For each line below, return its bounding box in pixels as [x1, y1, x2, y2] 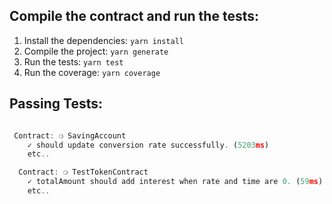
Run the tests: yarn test [23, 55, 124, 68]
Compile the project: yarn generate [23, 45, 169, 57]
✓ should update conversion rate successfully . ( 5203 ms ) [27, 140, 270, 150]
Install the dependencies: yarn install [23, 34, 184, 46]
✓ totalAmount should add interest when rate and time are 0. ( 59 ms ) [27, 177, 324, 187]
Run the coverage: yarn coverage [23, 66, 161, 78]
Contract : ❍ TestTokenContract [18, 167, 149, 178]
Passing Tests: [9, 95, 104, 113]
